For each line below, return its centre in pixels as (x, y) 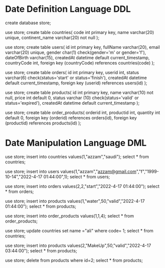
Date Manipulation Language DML (76, 143)
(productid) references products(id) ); (43, 123)
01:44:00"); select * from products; (41, 206)
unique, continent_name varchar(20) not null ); (52, 38)
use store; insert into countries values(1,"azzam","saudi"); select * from (77, 156)
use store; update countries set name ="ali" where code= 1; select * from (79, 230)
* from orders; (19, 191)
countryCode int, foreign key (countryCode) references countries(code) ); (80, 63)
